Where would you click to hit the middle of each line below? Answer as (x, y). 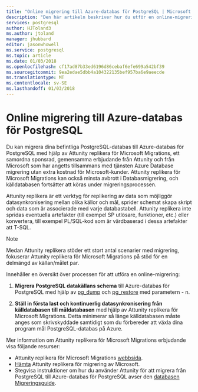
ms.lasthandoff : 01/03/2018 (41, 89)
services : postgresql (33, 22)
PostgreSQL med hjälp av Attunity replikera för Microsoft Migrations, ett (93, 153)
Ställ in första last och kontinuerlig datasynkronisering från (88, 303)
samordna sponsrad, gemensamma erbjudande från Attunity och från (90, 159)
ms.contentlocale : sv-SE (37, 83)
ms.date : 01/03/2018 (32, 61)
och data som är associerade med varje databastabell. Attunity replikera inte (99, 208)
